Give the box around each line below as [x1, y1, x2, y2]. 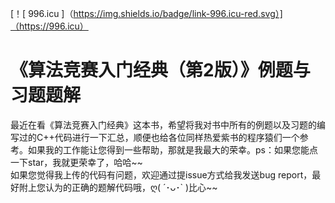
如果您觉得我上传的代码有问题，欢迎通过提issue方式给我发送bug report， [10, 168, 313, 181]
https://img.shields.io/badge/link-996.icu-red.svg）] [73, 8, 283, 19]
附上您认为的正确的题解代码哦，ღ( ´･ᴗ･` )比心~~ [18, 181, 218, 193]
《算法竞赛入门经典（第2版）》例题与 [10, 59, 311, 82]
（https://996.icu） [10, 20, 89, 32]
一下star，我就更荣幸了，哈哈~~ [10, 156, 143, 168]
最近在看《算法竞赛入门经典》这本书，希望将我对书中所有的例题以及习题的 [10, 118, 317, 131]
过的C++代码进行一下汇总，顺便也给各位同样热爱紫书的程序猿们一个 [18, 131, 300, 143]
